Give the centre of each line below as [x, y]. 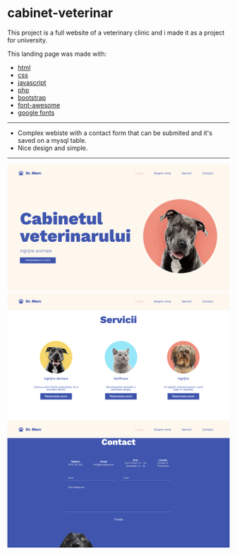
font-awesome [39, 105]
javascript [32, 82]
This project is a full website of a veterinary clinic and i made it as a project [116, 33]
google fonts [36, 112]
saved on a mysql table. [52, 140]
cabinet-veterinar [60, 13]
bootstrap [32, 98]
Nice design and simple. [53, 148]
